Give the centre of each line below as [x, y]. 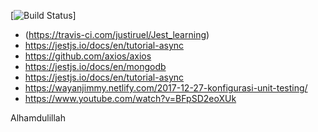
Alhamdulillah [38, 118]
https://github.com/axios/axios [88, 56]
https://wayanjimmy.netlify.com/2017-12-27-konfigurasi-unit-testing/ [166, 88]
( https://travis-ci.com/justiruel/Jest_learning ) [117, 34]
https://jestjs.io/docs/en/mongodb [95, 66]
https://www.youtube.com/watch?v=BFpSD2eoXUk [130, 98]
